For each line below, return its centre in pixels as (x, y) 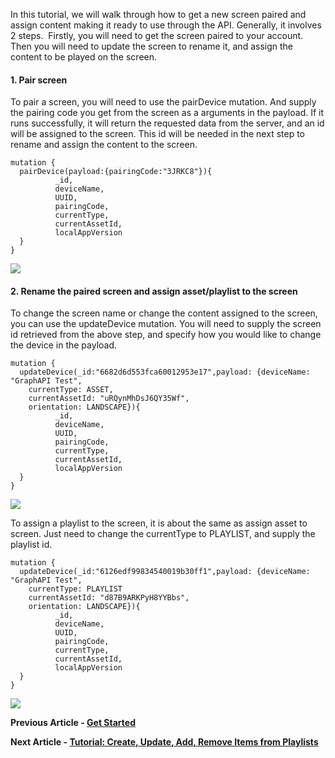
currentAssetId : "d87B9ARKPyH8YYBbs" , (109, 598)
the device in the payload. (64, 345)
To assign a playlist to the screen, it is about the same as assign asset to (159, 523)
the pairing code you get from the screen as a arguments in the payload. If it (167, 113)
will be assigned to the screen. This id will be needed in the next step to (157, 134)
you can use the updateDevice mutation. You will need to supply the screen (166, 324)
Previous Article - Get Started (73, 723)
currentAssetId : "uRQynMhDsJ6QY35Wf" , (109, 399)
